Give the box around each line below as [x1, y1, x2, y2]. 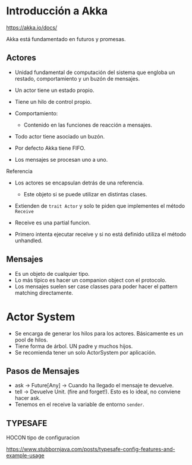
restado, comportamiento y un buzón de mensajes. [14, 75, 140, 82]
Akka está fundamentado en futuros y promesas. [6, 35, 126, 42]
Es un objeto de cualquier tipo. [14, 270, 90, 277]
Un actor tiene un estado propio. [14, 87, 95, 94]
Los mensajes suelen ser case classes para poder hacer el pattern [14, 282, 178, 290]
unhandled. [14, 237, 43, 244]
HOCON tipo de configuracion [6, 434, 80, 441]
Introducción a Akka [6, 4, 108, 18]
